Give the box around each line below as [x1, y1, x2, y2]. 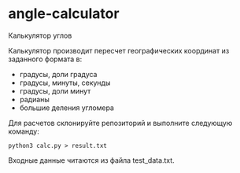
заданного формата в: [8, 54, 83, 64]
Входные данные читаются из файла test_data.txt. [8, 155, 175, 165]
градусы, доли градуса [19, 69, 98, 79]
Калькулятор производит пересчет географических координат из [8, 46, 230, 55]
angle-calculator [8, 5, 120, 23]
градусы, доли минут [19, 86, 91, 95]
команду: [8, 127, 39, 136]
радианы [19, 94, 50, 104]
